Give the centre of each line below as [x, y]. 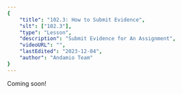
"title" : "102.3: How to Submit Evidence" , [82, 20]
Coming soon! [27, 83]
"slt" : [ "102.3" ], [45, 26]
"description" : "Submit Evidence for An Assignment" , [97, 39]
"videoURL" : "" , [43, 45]
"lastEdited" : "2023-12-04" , [61, 52]
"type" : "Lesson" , [45, 32]
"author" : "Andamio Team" [56, 58]
